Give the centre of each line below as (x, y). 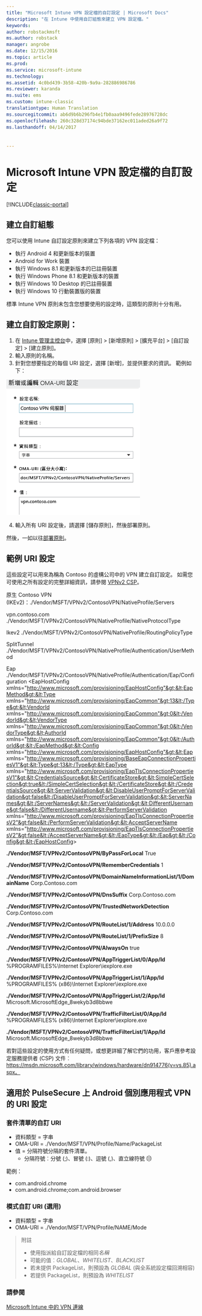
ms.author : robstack (32, 38)
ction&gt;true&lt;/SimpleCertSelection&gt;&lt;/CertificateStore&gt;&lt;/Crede (100, 784)
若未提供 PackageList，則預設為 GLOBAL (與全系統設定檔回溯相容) (112, 1268)
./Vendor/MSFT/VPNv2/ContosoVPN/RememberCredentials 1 (85, 864)
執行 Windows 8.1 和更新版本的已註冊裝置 (66, 268)
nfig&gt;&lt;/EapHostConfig (40, 842)
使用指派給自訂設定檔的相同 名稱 (69, 1253)
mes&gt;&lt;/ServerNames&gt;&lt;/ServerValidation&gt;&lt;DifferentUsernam (100, 803)
